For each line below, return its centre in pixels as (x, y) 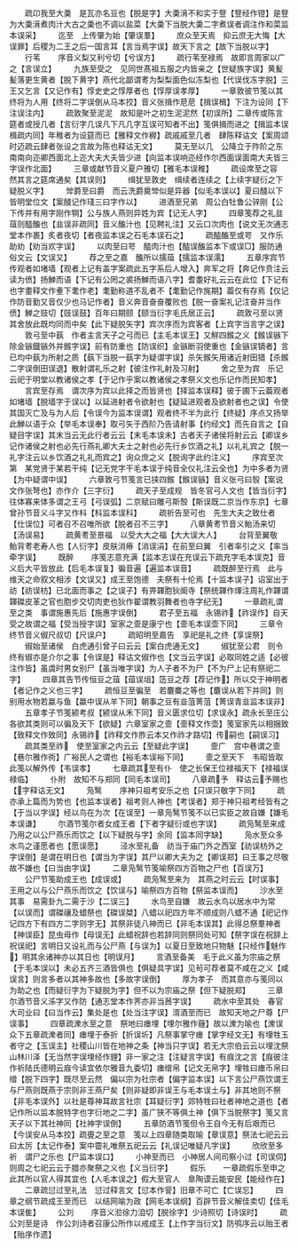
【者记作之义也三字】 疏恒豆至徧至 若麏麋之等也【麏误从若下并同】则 (146, 690)
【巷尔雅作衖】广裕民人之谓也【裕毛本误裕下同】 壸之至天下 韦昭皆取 (146, 757)
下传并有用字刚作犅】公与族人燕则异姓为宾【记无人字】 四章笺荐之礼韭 (146, 213)
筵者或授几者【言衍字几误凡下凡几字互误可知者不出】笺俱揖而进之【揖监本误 (149, 124)
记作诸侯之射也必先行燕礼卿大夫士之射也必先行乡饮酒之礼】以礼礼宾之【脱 (145, 446)
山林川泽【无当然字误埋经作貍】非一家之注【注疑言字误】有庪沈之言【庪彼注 (149, 1057)
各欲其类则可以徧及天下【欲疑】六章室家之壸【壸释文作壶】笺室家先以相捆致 (149, 723)
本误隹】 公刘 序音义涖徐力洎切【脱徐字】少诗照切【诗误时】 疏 (149, 1212)
